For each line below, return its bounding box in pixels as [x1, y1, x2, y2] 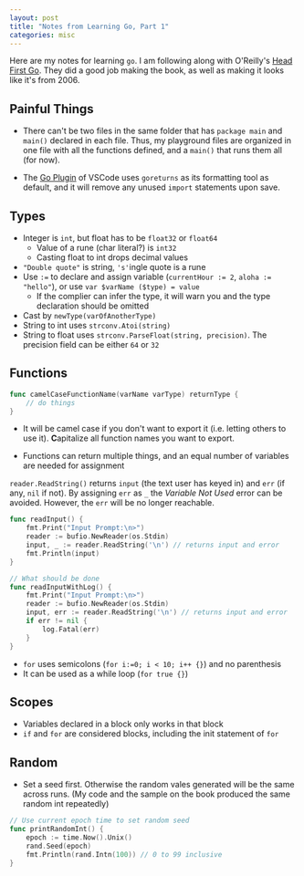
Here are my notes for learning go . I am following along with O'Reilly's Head [9, 56, 293, 67]
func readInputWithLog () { [9, 582, 112, 591]
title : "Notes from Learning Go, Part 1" [9, 22, 170, 31]
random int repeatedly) [22, 798, 110, 809]
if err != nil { [26, 617, 89, 626]
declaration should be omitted [36, 300, 150, 311]
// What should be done [9, 574, 100, 583]
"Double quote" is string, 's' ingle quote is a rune [22, 262, 206, 272]
